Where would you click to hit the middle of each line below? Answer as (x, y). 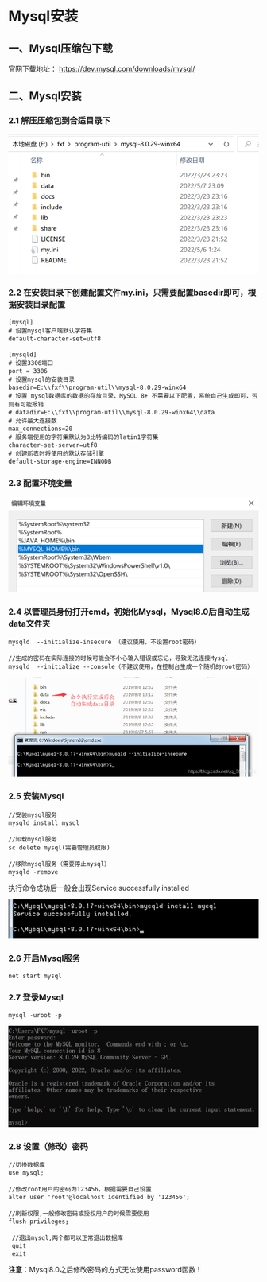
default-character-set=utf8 (55, 339)
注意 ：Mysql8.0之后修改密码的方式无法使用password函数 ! (104, 1270)
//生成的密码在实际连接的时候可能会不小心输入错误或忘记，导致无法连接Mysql (118, 658)
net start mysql (35, 976)
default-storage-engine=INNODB (60, 462)
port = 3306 (28, 371)
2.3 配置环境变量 (40, 484)
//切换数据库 (27, 1165)
